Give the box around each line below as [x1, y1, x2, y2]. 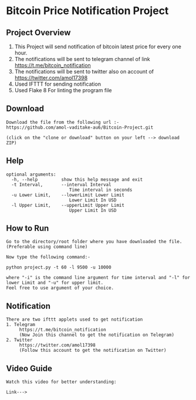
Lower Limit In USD [69, 197, 117, 203]
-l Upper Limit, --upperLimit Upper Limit [11, 202, 125, 208]
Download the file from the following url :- [6, 119, 119, 125]
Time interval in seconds [69, 187, 133, 193]
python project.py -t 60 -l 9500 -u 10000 [6, 264, 111, 271]
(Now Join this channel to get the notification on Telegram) [19, 332, 175, 338]
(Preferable [6, 244, 35, 250]
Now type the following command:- [6, 254, 91, 260]
